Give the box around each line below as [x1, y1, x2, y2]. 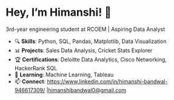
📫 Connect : [14, 78, 46, 85]
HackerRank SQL [14, 64, 58, 72]
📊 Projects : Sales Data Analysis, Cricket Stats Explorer [14, 47, 153, 54]
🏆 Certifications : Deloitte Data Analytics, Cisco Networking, [14, 56, 167, 63]
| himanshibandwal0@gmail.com [46, 86, 127, 93]
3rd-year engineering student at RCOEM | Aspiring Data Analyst [5, 25, 166, 33]
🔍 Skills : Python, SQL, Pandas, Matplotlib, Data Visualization [14, 38, 167, 45]
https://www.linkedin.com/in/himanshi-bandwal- [47, 78, 168, 85]
